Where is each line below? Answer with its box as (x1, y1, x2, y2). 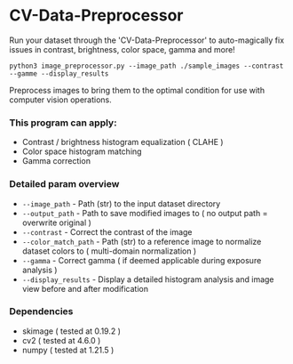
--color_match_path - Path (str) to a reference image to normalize (21, 236, 262, 247)
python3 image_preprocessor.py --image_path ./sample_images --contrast (9, 61, 284, 70)
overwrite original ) (21, 217, 91, 228)
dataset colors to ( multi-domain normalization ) (21, 246, 197, 256)
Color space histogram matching (21, 146, 142, 157)
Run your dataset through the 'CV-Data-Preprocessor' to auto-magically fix (9, 35, 285, 45)
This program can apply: (9, 117, 117, 129)
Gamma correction (21, 156, 91, 166)
